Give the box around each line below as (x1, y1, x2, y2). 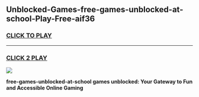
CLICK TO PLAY (6, 32, 52, 40)
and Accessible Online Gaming (6, 84, 84, 91)
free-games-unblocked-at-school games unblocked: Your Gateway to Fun (6, 78, 193, 85)
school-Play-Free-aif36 (6, 14, 95, 24)
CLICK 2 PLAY (6, 53, 47, 62)
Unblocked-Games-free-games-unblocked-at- (6, 5, 184, 15)
